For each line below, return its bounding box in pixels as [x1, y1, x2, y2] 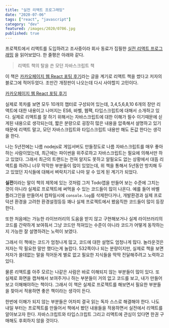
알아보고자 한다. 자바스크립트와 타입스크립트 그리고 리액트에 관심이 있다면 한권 [5, 311, 159, 317]
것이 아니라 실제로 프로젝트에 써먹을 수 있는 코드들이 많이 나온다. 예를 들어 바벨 [5, 186, 160, 192]
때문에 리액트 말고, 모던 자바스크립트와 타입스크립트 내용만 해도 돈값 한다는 [5, 127, 152, 132]
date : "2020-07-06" [5, 12, 46, 17]
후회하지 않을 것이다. [18, 317, 60, 323]
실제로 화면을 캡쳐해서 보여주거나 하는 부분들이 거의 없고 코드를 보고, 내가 [5, 275, 149, 281]
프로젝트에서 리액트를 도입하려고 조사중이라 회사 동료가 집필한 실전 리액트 [5, 46, 150, 51]
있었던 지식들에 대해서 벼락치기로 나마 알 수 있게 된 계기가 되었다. [10, 169, 138, 175]
